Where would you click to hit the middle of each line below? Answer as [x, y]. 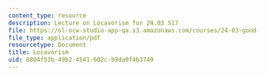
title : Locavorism [38, 52]
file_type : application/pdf [55, 38]
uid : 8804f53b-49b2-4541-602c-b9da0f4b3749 [81, 60]
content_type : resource [47, 15]
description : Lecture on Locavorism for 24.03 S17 [93, 23]
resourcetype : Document [47, 45]
